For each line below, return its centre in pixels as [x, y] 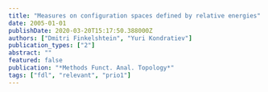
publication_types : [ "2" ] [52, 46]
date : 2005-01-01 [37, 23]
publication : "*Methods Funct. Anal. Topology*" [91, 68]
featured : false [35, 61]
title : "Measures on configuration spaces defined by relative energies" [135, 16]
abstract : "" [30, 53]
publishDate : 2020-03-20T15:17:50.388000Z [80, 30]
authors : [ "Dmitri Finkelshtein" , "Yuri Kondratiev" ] [101, 38]
